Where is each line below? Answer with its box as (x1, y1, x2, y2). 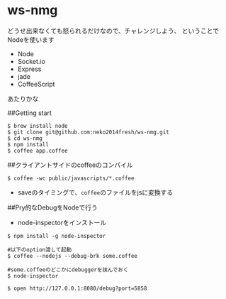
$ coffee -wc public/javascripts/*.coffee (7, 175, 135, 182)
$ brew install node (7, 122, 69, 129)
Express (17, 65, 42, 73)
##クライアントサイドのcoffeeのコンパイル (7, 161, 133, 169)
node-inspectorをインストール (17, 218, 107, 227)
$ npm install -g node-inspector (7, 232, 106, 239)
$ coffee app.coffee (7, 147, 69, 154)
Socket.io (17, 57, 46, 65)
